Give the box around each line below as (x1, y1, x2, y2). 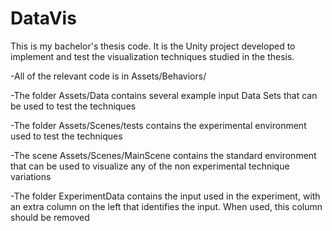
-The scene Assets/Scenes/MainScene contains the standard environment (10, 149, 317, 161)
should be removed (10, 211, 90, 223)
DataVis (10, 7, 77, 30)
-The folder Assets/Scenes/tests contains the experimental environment (10, 119, 307, 131)
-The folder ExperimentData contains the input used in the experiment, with (10, 190, 321, 202)
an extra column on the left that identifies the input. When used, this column (10, 200, 323, 212)
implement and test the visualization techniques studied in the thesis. (10, 50, 295, 62)
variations (10, 170, 52, 182)
